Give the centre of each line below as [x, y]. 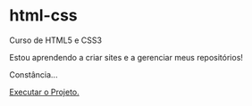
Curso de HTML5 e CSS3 [56, 40]
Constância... [34, 74]
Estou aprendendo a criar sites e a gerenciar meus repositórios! [126, 57]
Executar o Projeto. [45, 92]
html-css [43, 16]
